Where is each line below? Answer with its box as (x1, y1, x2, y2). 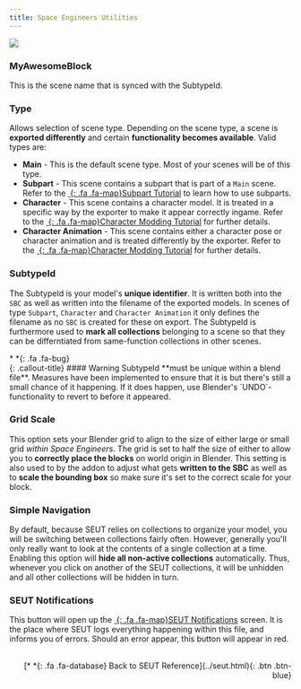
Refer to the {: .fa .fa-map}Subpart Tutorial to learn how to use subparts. (21, 188, 292, 198)
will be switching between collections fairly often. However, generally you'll (9, 534, 287, 545)
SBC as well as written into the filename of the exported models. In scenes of (9, 297, 290, 308)
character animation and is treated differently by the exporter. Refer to (21, 235, 281, 247)
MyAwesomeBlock (9, 59, 92, 72)
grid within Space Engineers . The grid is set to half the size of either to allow (9, 443, 291, 454)
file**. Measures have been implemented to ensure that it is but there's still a (9, 371, 291, 382)
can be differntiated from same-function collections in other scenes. (9, 336, 262, 346)
